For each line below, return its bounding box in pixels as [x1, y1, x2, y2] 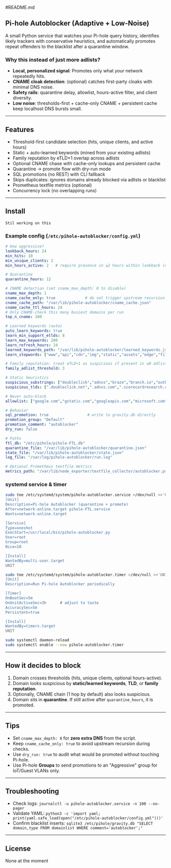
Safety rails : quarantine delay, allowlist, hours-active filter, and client [12, 89, 157, 96]
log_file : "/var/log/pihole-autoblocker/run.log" [5, 455, 113, 460]
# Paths [5, 436, 22, 441]
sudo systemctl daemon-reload [5, 638, 70, 643]
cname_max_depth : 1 [5, 291, 47, 296]
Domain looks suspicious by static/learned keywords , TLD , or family [12, 680, 159, 686]
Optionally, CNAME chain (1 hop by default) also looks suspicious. [12, 691, 151, 697]
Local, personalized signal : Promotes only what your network [12, 68, 143, 74]
